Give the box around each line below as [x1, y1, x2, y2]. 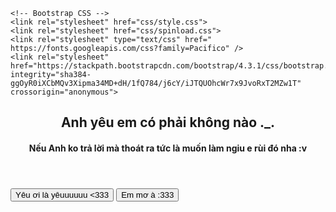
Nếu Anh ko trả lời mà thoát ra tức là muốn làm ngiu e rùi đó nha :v [28, 142, 308, 154]
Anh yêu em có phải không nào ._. [60, 114, 276, 131]
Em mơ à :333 [121, 189, 175, 200]
